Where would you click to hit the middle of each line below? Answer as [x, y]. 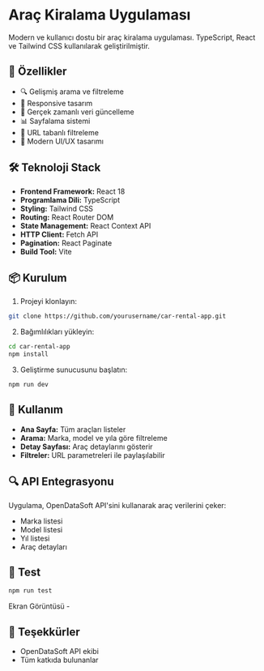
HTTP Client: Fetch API [59, 234]
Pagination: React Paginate [66, 243]
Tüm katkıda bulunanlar [59, 660]
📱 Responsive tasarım [56, 103]
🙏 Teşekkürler [44, 632]
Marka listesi [41, 521]
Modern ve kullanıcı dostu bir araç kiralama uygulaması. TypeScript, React [132, 37]
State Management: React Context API [85, 225]
